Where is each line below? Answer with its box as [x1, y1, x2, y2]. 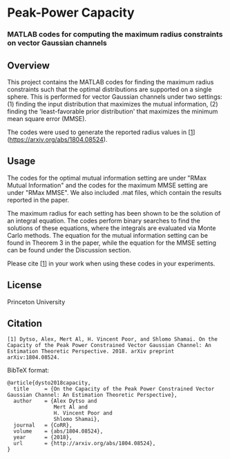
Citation [7, 317, 43, 329]
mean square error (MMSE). [7, 114, 87, 122]
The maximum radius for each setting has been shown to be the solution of [7, 209, 221, 217]
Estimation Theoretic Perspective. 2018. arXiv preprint [7, 348, 175, 355]
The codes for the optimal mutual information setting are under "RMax [7, 174, 207, 182]
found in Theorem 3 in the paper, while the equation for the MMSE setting [7, 238, 216, 247]
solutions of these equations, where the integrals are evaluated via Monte [7, 223, 216, 232]
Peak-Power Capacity [7, 5, 135, 21]
